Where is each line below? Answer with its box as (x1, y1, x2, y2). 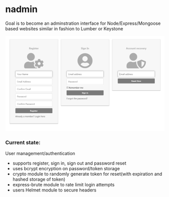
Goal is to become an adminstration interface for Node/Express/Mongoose (5, 20, 161, 26)
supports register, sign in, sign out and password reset (12, 160, 126, 166)
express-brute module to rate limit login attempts (12, 181, 115, 187)
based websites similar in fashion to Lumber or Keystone (5, 25, 123, 31)
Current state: (5, 139, 40, 146)
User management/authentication (5, 150, 75, 156)
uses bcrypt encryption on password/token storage (12, 165, 120, 171)
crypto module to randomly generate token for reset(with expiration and (12, 171, 162, 177)
